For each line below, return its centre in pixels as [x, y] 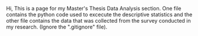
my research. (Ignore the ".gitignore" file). [57, 27]
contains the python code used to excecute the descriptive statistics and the [99, 15]
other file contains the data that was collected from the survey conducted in [98, 21]
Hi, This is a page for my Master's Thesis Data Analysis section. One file [94, 8]
